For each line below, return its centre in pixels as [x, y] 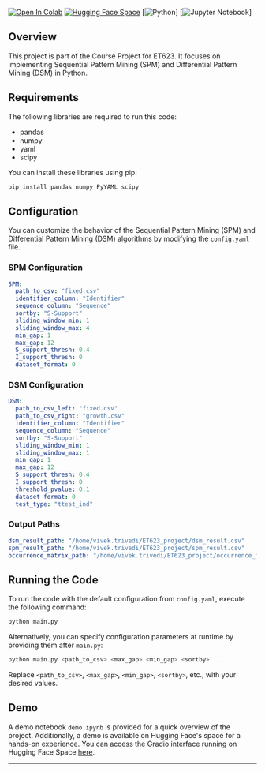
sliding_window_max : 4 [52, 328]
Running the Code [53, 580]
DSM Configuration [46, 385]
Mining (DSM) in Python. [48, 73]
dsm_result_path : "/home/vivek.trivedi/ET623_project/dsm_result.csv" [127, 541]
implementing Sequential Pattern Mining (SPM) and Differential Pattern [123, 64]
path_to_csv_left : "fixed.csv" [67, 409]
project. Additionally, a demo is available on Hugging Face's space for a [124, 735]
